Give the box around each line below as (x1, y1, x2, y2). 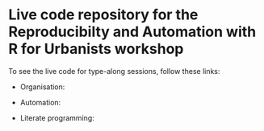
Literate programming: (19, 113, 94, 122)
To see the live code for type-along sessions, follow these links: (8, 66, 220, 76)
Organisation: (19, 82, 65, 92)
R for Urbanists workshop (8, 40, 184, 58)
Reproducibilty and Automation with (8, 23, 257, 41)
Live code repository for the (8, 6, 199, 24)
